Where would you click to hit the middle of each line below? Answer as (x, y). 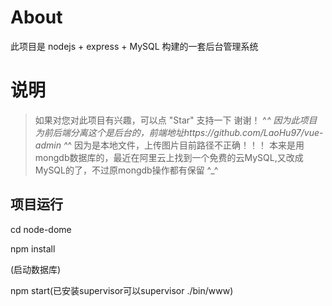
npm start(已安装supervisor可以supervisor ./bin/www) (122, 290)
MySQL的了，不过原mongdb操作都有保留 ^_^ (126, 170)
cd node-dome (41, 229)
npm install (33, 248)
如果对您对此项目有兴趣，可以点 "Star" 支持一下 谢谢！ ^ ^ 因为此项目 (176, 120)
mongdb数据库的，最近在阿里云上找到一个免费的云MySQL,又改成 (169, 157)
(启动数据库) (36, 269)
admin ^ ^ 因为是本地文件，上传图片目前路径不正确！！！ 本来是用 (169, 145)
